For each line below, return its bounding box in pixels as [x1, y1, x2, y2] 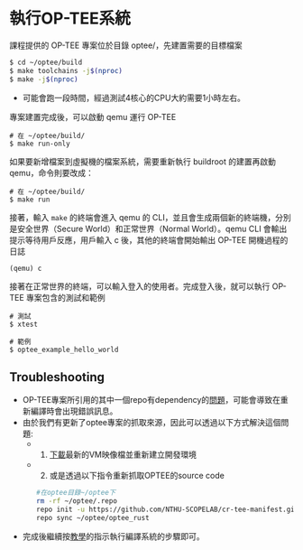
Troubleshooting [9, 369, 106, 385]
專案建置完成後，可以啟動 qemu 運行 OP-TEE [9, 111, 177, 122]
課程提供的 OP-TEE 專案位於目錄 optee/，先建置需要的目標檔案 [9, 40, 243, 51]
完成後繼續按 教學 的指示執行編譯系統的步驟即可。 [22, 530, 205, 542]
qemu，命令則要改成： [9, 167, 95, 178]
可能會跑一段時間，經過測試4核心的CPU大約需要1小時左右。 [22, 92, 246, 103]
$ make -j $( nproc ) [9, 74, 78, 84]
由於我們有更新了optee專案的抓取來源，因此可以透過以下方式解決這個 [22, 417, 281, 428]
